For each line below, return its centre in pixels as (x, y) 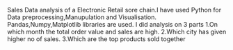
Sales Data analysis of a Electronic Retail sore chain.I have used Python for (114, 10)
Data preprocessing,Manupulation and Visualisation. (82, 17)
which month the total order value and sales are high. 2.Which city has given (117, 32)
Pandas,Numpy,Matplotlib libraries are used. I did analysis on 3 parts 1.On (112, 24)
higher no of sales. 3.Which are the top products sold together (96, 39)
